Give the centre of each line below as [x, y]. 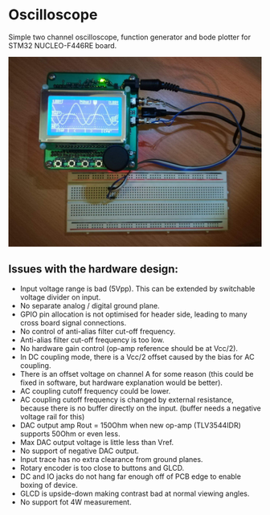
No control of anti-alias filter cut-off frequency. [98, 331]
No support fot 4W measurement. [76, 502]
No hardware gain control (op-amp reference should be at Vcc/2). [129, 348]
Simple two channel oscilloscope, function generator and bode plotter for [130, 37]
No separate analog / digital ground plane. [90, 305]
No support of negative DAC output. [79, 451]
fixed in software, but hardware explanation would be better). [121, 382]
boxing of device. [49, 484]
